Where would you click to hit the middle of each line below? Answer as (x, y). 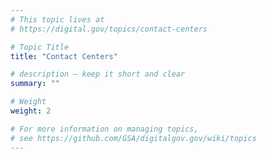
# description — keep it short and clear (98, 74)
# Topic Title (40, 47)
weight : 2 (31, 111)
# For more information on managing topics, (104, 129)
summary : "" (35, 84)
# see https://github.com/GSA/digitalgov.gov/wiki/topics (133, 138)
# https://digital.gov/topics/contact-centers (109, 29)
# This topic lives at (57, 19)
